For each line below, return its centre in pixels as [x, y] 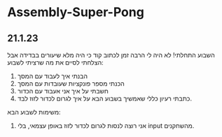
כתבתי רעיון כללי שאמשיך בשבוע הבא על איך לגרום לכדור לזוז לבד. [105, 98]
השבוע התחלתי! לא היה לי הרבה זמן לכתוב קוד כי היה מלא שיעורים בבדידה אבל [111, 55]
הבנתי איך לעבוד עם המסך [53, 76]
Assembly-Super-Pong [76, 12]
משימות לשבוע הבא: [34, 112]
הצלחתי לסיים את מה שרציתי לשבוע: [55, 63]
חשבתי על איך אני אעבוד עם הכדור [63, 91]
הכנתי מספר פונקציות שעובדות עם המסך [71, 84]
